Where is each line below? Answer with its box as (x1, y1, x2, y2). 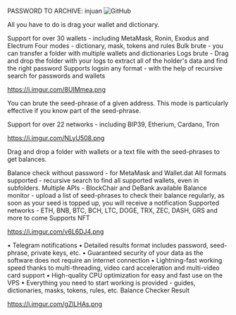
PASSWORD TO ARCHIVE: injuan (7, 7, 102, 15)
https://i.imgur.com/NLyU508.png (7, 134, 105, 142)
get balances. (7, 155, 47, 163)
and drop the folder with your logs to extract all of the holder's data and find (7, 57, 228, 65)
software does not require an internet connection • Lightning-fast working (7, 256, 223, 264)
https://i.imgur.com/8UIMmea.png (7, 85, 106, 93)
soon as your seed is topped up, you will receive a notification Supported (7, 198, 220, 207)
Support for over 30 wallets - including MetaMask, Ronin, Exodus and (7, 34, 209, 42)
